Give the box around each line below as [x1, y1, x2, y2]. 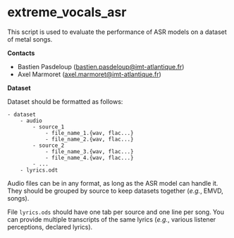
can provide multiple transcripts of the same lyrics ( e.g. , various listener [7, 215, 216, 223]
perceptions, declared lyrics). [7, 222, 93, 231]
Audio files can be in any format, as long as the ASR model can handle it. [7, 179, 218, 187]
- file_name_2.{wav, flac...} [44, 136, 134, 143]
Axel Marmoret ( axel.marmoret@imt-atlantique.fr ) [17, 70, 162, 78]
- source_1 [32, 123, 65, 131]
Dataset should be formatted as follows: [7, 97, 123, 106]
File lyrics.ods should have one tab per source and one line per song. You [7, 208, 224, 216]
